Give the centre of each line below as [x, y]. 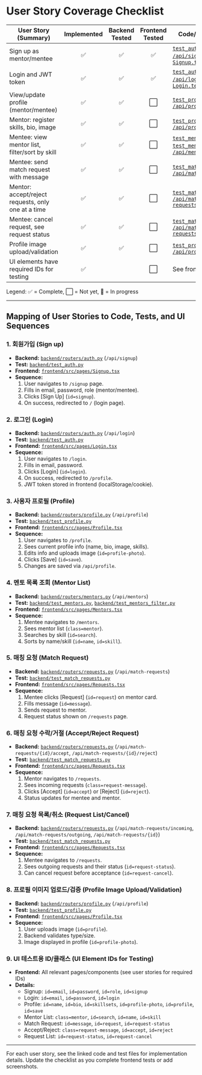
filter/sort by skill [33, 152]
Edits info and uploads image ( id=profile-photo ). [85, 553]
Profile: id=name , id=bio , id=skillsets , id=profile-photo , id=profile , [109, 1004]
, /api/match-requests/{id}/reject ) [113, 753]
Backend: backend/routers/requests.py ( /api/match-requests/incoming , [104, 828]
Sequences [28, 326]
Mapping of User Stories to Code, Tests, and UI [96, 317]
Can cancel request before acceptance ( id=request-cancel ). [99, 873]
